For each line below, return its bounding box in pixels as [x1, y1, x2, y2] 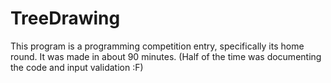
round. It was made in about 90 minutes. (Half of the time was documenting [10, 50, 322, 62]
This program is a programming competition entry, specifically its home [10, 40, 305, 52]
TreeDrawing [10, 7, 121, 30]
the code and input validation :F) [10, 61, 144, 73]
